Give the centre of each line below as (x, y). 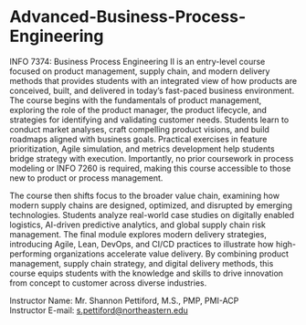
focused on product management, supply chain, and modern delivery (140, 71)
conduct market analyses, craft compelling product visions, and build (139, 129)
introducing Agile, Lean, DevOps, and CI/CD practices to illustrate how (142, 244)
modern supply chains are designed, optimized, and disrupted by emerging (151, 205)
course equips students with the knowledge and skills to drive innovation (147, 273)
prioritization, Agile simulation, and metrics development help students (142, 149)
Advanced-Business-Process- (128, 17)
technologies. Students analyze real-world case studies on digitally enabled (152, 215)
